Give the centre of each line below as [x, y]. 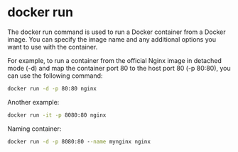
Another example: [33, 102]
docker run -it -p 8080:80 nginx [57, 115]
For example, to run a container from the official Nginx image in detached [114, 60]
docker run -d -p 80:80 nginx [52, 88]
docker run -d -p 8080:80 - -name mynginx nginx [79, 141]
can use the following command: [55, 76]
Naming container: [34, 129]
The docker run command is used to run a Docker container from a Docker [117, 32]
